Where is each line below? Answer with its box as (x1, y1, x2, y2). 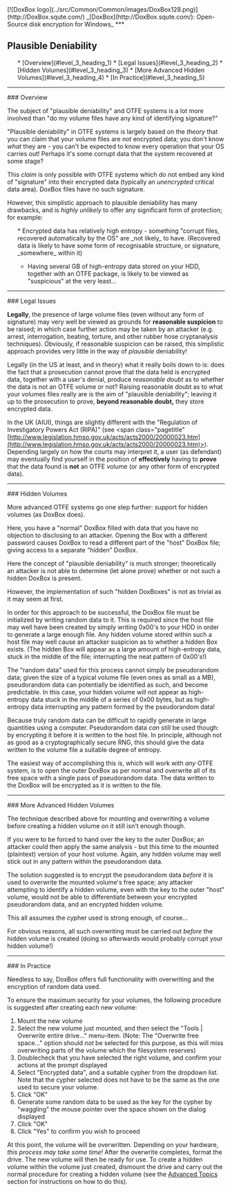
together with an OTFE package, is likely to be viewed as (27, 269, 188, 278)
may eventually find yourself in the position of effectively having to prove (7, 455, 217, 463)
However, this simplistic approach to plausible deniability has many (7, 198, 198, 207)
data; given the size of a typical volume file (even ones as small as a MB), (7, 673, 216, 681)
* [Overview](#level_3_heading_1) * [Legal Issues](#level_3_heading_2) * (17, 58, 223, 67)
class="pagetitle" (135, 425, 185, 434)
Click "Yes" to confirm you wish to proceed (17, 1127, 140, 1135)
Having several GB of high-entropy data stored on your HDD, (27, 262, 200, 270)
